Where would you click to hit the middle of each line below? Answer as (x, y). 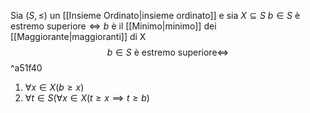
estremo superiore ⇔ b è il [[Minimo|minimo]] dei (113, 26)
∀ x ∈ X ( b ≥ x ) (54, 87)
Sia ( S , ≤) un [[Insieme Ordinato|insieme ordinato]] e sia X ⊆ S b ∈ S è (155, 15)
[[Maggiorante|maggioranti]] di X (78, 36)
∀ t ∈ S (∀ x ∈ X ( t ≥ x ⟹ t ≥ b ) (87, 98)
